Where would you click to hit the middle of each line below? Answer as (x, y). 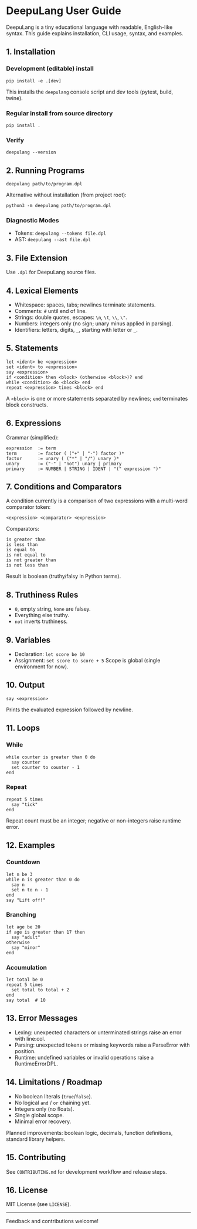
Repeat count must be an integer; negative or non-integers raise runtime (94, 820)
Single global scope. (39, 1115)
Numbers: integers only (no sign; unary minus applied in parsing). (94, 323)
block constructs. (27, 405)
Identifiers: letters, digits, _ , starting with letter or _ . (76, 329)
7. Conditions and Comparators (64, 487)
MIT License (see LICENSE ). (39, 1204)
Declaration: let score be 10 (50, 654)
